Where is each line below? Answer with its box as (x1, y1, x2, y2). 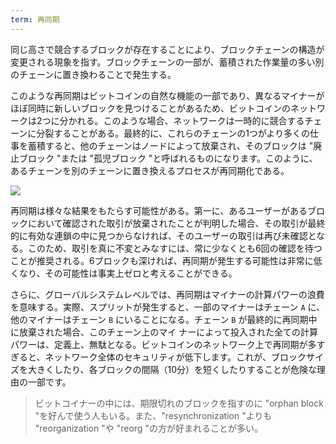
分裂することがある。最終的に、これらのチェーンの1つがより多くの (36, 127, 310, 139)
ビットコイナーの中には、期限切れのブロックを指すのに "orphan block (34, 397, 324, 409)
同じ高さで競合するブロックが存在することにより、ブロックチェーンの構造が (10, 43, 325, 55)
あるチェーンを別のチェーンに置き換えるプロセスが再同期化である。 (10, 164, 290, 176)
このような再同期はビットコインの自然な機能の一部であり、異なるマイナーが (10, 89, 325, 101)
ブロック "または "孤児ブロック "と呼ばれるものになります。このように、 (18, 152, 318, 164)
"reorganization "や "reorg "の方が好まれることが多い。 (34, 422, 263, 434)
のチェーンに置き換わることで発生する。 (10, 68, 177, 80)
